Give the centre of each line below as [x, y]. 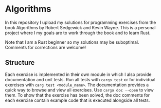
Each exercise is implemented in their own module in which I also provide [78, 74]
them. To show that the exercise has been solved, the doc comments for [77, 95]
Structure [20, 63]
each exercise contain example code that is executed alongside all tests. [78, 100]
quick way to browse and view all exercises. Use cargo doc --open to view [80, 90]
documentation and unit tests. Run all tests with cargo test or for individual [80, 79]
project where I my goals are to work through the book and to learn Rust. [78, 33]
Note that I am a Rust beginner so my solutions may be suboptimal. [72, 42]
